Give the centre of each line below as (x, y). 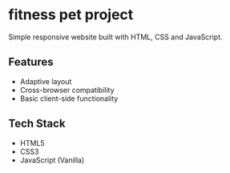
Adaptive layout (46, 81)
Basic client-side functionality (69, 99)
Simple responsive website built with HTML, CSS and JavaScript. (115, 37)
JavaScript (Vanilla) (52, 160)
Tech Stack (37, 124)
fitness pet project (71, 15)
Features (31, 62)
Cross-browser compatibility (67, 90)
